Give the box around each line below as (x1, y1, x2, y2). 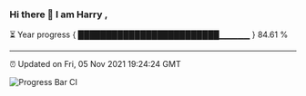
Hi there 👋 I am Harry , (9, 8, 108, 21)
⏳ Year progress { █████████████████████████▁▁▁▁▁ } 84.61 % (9, 29, 289, 40)
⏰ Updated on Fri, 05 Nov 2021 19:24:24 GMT (9, 59, 181, 70)
